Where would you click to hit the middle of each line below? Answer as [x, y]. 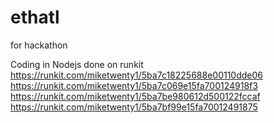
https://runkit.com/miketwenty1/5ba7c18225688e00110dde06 [137, 75]
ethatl [35, 17]
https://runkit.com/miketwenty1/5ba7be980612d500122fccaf [135, 96]
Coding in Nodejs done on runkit [77, 64]
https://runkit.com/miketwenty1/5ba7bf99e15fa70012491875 [134, 107]
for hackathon [39, 45]
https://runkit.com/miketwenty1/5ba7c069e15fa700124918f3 [134, 85]
